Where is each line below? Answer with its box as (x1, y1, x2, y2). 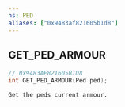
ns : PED (8, 11, 34, 20)
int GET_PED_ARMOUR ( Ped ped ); (8, 77, 108, 85)
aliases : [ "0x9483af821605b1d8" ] (8, 19, 119, 27)
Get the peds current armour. (8, 91, 108, 99)
